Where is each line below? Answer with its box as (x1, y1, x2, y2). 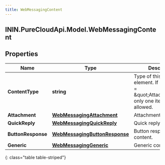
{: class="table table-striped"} (5, 154, 66, 160)
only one (134, 97, 154, 104)
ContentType (7, 88, 39, 95)
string (52, 88, 66, 95)
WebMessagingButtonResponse (52, 131, 129, 137)
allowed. (134, 103, 153, 110)
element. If (134, 79, 159, 86)
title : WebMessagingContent (5, 7, 63, 12)
